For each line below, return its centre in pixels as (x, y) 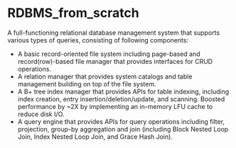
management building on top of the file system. (87, 84)
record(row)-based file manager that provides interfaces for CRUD (115, 61)
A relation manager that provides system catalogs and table (105, 76)
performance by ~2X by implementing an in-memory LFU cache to (115, 106)
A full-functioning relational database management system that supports (114, 33)
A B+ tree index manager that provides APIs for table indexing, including (123, 91)
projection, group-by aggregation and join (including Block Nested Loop (123, 129)
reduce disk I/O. (41, 114)
